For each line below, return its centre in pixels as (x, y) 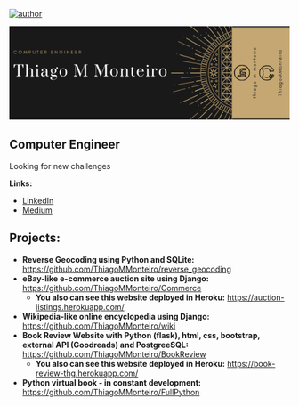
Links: (21, 183)
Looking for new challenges (60, 166)
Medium (37, 210)
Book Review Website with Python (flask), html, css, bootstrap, (141, 335)
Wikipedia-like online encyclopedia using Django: (116, 316)
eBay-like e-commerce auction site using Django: (115, 278)
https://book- (251, 363)
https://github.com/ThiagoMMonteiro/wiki (99, 326)
